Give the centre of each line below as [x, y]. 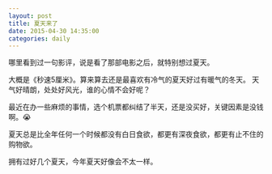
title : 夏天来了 [33, 23]
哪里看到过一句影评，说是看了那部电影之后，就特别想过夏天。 [111, 62]
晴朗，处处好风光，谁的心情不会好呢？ [86, 90]
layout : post [30, 16]
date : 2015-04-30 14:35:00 [54, 31]
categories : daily [39, 38]
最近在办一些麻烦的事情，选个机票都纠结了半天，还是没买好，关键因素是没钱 [136, 107]
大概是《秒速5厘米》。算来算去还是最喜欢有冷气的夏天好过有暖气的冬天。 [130, 80]
